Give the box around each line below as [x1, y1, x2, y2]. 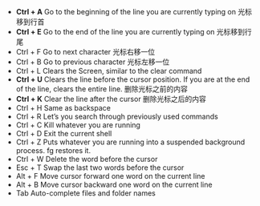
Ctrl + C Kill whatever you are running [15, 120, 140, 130]
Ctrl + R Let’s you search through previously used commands [15, 111, 218, 121]
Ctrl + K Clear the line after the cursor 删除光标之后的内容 [15, 95, 207, 103]
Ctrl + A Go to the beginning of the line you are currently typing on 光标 [15, 7, 253, 16]
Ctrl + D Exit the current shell [15, 129, 112, 138]
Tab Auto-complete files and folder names [15, 188, 156, 198]
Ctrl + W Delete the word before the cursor [15, 155, 158, 164]
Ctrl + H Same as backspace [15, 103, 111, 112]
